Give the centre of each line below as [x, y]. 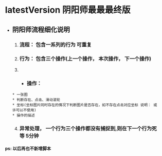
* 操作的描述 [23, 116]
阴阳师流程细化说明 [41, 29]
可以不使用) [26, 110]
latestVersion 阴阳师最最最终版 [68, 10]
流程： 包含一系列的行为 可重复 [55, 44]
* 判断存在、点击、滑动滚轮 [36, 100]
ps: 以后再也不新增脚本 [28, 148]
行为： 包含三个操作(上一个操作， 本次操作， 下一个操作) [85, 59]
